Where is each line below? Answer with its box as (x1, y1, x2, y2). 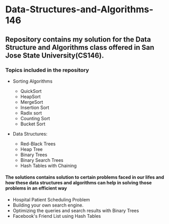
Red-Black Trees (20, 140, 56, 147)
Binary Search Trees (20, 157, 64, 163)
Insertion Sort (20, 104, 50, 110)
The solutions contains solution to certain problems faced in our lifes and (5, 174, 164, 180)
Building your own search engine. (12, 202, 83, 209)
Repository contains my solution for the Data (5, 35, 151, 44)
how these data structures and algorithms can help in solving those (5, 180, 152, 186)
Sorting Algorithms (12, 78, 53, 84)
